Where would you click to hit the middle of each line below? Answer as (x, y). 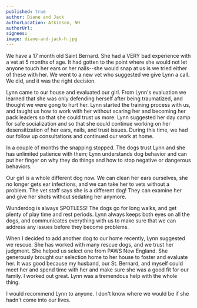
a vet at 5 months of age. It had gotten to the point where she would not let (97, 62)
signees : (17, 34)
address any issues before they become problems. (68, 227)
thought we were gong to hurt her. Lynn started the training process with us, (98, 105)
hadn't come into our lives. (38, 300)
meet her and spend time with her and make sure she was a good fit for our (98, 270)
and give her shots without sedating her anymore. (66, 196)
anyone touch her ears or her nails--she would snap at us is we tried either (96, 68)
